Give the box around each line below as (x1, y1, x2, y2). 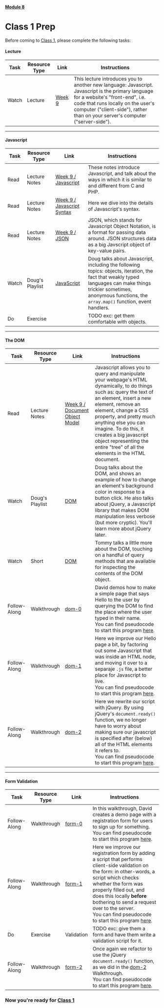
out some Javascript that (95, 647, 152, 654)
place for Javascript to (95, 672, 146, 679)
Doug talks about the (95, 464, 143, 471)
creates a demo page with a (92, 811, 157, 818)
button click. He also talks (95, 495, 154, 502)
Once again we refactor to (92, 945, 152, 952)
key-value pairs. (87, 247, 126, 254)
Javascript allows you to (95, 364, 150, 371)
